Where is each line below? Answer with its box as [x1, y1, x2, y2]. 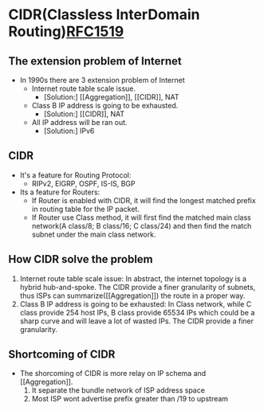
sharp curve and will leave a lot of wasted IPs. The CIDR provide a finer [19, 316, 254, 326]
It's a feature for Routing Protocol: [19, 170, 132, 180]
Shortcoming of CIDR [8, 348, 116, 362]
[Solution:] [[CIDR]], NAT [43, 109, 125, 119]
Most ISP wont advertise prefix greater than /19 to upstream [31, 394, 229, 404]
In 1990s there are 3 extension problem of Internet [19, 76, 185, 84]
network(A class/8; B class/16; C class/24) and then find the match [31, 221, 252, 230]
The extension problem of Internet [8, 54, 182, 68]
